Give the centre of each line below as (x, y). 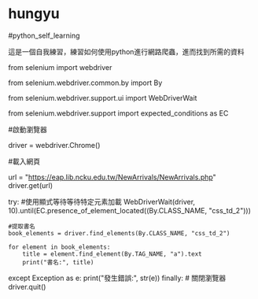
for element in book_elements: (59, 247)
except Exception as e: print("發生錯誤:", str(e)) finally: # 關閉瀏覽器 (117, 278)
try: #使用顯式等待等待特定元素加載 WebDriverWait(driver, (101, 201)
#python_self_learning (44, 35)
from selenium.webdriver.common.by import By (85, 83)
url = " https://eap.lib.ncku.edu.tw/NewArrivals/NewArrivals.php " (112, 177)
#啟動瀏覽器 (28, 129)
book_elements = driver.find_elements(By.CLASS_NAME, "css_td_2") (119, 233)
